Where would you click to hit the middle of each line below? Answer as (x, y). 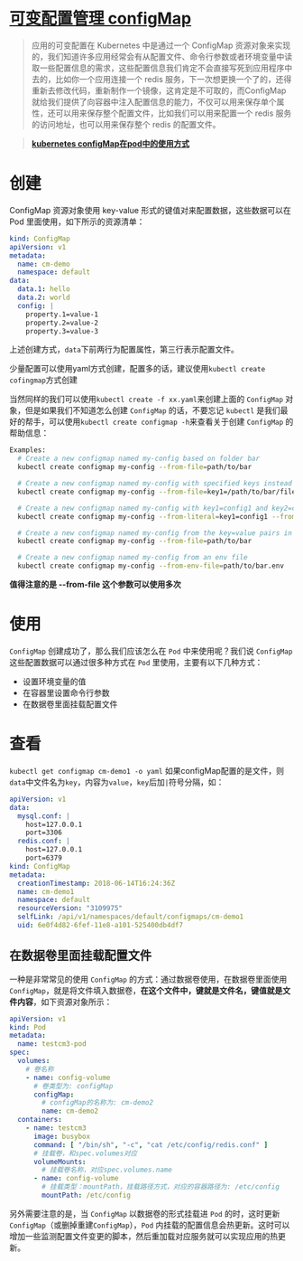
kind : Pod (28, 1027)
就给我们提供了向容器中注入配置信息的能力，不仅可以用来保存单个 (154, 101)
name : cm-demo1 (46, 891)
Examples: (28, 450)
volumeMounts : (60, 1162)
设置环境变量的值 (54, 681)
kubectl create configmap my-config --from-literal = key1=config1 (143, 516)
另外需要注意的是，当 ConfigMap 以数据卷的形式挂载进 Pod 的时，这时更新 (145, 1213)
